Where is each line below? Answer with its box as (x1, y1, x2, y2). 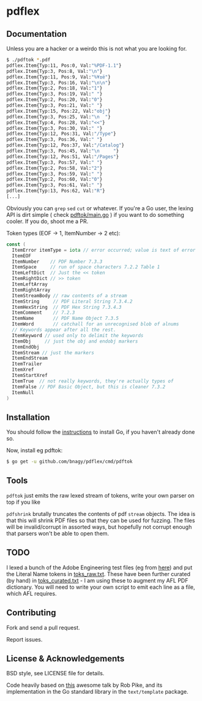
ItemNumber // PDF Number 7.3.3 (12, 259, 103, 265)
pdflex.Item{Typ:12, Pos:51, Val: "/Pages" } (6, 153, 119, 160)
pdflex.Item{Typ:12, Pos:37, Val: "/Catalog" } (6, 142, 124, 148)
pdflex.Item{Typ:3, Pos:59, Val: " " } (6, 170, 103, 177)
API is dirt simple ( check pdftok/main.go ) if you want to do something (6, 211, 185, 218)
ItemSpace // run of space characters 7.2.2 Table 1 (12, 264, 160, 270)
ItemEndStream (12, 355, 48, 362)
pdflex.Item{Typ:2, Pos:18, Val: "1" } (6, 85, 103, 91)
